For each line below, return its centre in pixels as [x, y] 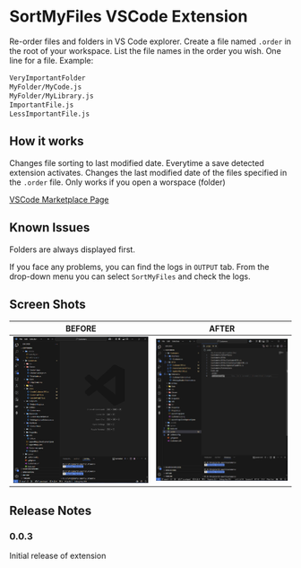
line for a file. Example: [52, 60]
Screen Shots [48, 304]
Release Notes [51, 510]
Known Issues [50, 227]
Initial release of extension [58, 555]
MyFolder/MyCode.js [46, 87]
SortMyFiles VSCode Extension [129, 17]
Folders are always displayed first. [73, 249]
